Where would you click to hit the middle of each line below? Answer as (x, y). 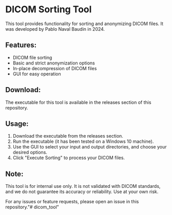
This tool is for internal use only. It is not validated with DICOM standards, (83, 186)
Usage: (17, 124)
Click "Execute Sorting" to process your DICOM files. (69, 158)
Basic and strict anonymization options (54, 63)
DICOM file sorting (32, 57)
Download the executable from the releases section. (68, 136)
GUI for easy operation (37, 74)
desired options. (30, 153)
